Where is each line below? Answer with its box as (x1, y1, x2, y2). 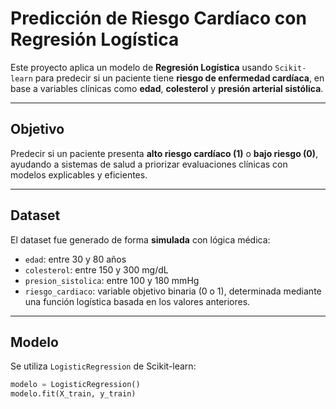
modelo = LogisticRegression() (10, 380, 141, 390)
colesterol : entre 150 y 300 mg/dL (24, 263, 169, 276)
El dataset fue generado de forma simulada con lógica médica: (10, 233, 271, 246)
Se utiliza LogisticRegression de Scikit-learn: (10, 360, 197, 372)
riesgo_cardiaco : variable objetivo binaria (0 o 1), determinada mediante (24, 285, 322, 297)
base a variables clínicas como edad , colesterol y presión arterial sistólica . (10, 82, 324, 94)
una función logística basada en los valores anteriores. (24, 295, 251, 307)
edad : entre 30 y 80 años (24, 253, 127, 265)
